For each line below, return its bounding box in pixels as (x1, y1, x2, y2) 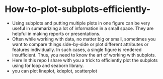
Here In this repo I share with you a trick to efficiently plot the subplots (12, 57, 158, 63)
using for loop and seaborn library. (12, 62, 84, 68)
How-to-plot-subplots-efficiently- (5, 3, 150, 15)
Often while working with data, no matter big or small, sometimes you (12, 36, 156, 42)
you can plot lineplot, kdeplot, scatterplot (12, 67, 98, 73)
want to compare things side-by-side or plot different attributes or (12, 41, 149, 47)
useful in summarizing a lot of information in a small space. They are (12, 25, 154, 31)
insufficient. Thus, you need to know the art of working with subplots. (12, 51, 156, 58)
